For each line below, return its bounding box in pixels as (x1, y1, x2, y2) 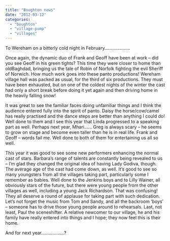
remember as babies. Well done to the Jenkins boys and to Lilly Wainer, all (5, 177, 161, 183)
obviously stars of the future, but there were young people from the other (5, 182, 159, 188)
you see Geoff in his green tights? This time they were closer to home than (5, 60, 161, 66)
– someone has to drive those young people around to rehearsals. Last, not (5, 204, 162, 210)
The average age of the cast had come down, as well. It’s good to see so (5, 166, 157, 172)
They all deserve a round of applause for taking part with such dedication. (5, 193, 160, 199)
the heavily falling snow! (5, 92, 56, 98)
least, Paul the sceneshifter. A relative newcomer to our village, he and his (5, 209, 160, 215)
